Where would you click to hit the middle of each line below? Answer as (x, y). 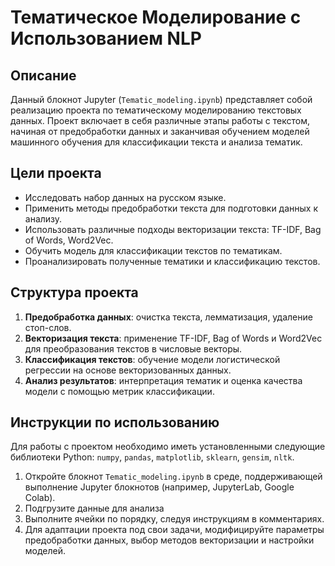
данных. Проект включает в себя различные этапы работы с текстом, (160, 120)
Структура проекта (74, 292)
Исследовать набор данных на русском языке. (125, 197)
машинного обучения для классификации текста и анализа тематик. (156, 142)
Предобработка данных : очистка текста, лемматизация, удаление (168, 317)
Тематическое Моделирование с (156, 17)
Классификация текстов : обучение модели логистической (152, 359)
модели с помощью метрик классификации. (119, 391)
